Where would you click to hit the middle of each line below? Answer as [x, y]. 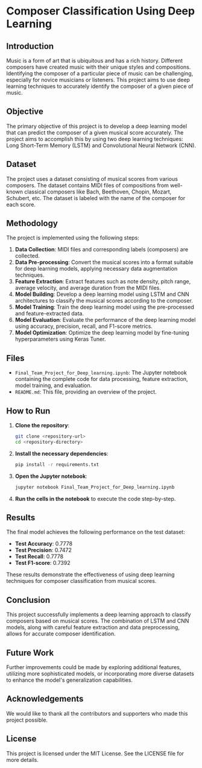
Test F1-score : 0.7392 [43, 563]
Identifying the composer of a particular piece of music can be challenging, [100, 73]
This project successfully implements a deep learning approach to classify [99, 615]
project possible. [27, 720]
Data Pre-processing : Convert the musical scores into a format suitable [104, 262]
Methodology [32, 223]
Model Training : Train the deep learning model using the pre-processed [104, 307]
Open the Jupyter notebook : [51, 476]
